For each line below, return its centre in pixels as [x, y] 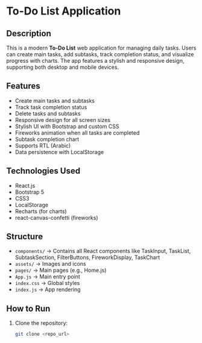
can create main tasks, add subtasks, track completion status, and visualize [100, 54]
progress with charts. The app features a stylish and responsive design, [95, 61]
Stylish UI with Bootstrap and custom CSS [67, 126]
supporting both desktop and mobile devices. [63, 67]
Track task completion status [51, 107]
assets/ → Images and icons [50, 264]
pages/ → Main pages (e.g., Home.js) [61, 271]
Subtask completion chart [47, 139]
